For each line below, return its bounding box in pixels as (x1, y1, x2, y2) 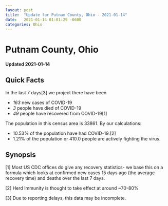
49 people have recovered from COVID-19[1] (12, 110, 107, 116)
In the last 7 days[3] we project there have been (5, 89, 107, 95)
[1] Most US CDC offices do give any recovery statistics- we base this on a (5, 164, 163, 170)
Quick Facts (5, 76, 45, 85)
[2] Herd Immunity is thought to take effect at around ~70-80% (5, 185, 139, 191)
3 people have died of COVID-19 (12, 105, 82, 111)
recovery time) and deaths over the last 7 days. (5, 175, 105, 181)
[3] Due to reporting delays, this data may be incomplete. (5, 195, 126, 201)
